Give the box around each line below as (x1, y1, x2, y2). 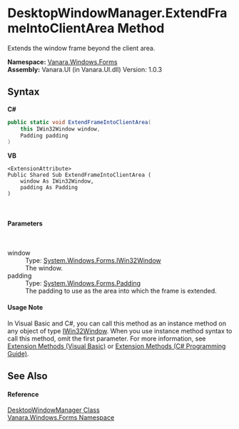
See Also (7, 370, 48, 383)
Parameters (7, 219, 43, 228)
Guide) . (7, 349, 29, 358)
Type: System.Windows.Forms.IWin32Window (25, 256, 162, 265)
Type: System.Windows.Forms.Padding (25, 279, 141, 288)
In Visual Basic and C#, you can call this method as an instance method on (7, 319, 227, 328)
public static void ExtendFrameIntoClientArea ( (7, 118, 152, 126)
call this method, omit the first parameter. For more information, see (7, 334, 206, 343)
